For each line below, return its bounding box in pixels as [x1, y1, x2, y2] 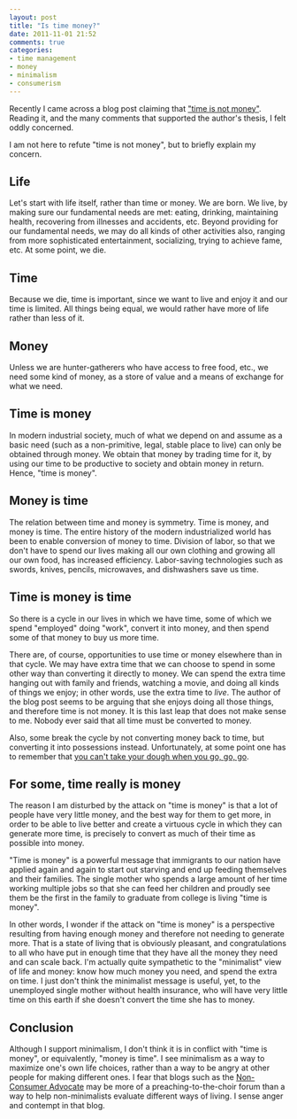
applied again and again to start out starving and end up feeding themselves [9, 865, 287, 875]
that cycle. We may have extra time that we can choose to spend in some [9, 658, 276, 669]
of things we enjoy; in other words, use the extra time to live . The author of [9, 687, 281, 697]
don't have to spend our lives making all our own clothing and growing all [9, 545, 276, 556]
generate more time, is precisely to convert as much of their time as [9, 828, 256, 839]
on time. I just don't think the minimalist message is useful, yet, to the [9, 975, 261, 986]
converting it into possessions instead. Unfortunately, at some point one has [9, 742, 286, 752]
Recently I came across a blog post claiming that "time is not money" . [9, 103, 263, 113]
